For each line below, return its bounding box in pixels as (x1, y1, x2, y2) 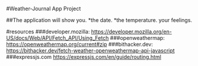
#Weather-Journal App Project (6, 5, 81, 12)
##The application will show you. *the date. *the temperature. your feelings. (6, 17, 192, 23)
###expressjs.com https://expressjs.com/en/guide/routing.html (6, 54, 162, 60)
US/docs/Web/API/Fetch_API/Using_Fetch (6, 34, 109, 41)
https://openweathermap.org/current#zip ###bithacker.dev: (6, 41, 153, 48)
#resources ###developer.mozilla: (6, 28, 90, 35)
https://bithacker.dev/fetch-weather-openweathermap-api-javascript (6, 47, 175, 54)
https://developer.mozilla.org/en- (91, 28, 172, 35)
